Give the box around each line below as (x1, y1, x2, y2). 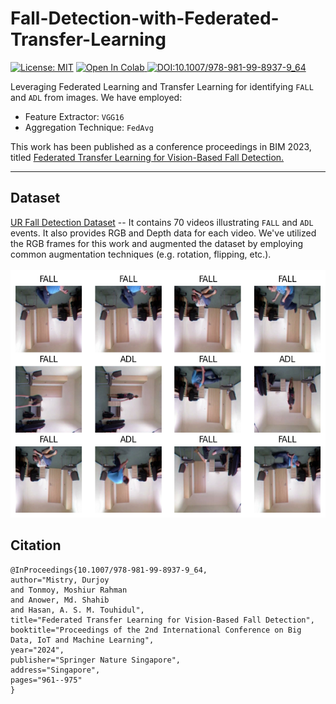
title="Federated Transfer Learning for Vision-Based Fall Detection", (10, 615, 315, 625)
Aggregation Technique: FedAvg (24, 121, 154, 133)
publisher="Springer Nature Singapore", (10, 655, 182, 665)
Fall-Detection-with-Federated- (10, 7, 280, 30)
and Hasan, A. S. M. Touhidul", (10, 605, 145, 615)
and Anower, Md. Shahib (10, 595, 110, 605)
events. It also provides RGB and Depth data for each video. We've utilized (10, 227, 317, 239)
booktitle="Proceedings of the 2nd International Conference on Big (10, 625, 302, 635)
